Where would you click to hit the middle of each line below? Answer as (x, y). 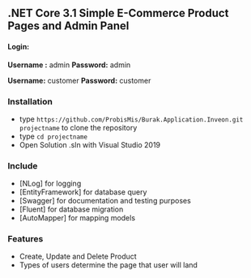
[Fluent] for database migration (71, 209)
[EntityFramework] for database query (83, 192)
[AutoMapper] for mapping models (77, 218)
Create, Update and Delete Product (78, 257)
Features (26, 239)
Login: (19, 46)
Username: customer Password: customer (79, 80)
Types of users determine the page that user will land (108, 265)
